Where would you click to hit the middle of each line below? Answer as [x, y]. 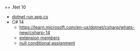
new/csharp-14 [35, 32]
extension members [39, 38]
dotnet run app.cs [30, 17]
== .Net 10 [15, 7]
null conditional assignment [47, 43]
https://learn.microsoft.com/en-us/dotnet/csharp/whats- [77, 27]
